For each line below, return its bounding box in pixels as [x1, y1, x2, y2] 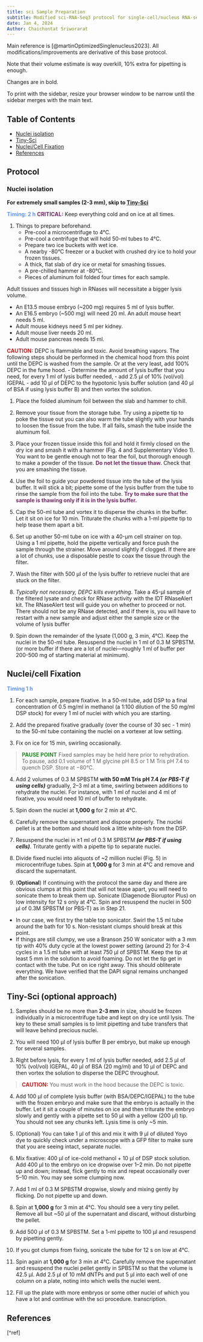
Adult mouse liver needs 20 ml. [15, 329, 93, 336]
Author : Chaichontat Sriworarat [7, 25, 88, 32]
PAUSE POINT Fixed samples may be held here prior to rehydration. [21, 751, 190, 758]
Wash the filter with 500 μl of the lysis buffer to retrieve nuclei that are [15, 570, 190, 577]
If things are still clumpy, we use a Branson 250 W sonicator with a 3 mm [15, 936, 196, 943]
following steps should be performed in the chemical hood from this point [7, 353, 189, 361]
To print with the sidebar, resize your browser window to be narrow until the [7, 90, 195, 97]
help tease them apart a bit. [15, 521, 84, 528]
